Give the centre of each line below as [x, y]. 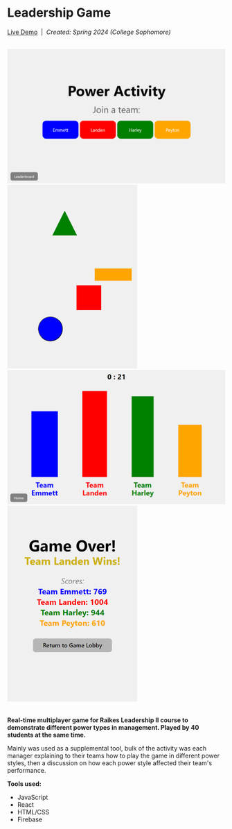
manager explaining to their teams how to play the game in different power [114, 756]
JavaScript [33, 797]
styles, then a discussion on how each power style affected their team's [110, 763]
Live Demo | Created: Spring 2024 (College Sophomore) [89, 32]
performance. [27, 771]
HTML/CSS [33, 812]
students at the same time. [46, 735]
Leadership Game [59, 13]
